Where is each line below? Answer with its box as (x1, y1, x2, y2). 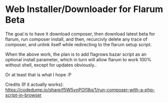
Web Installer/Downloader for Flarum (5, 4, 163, 15)
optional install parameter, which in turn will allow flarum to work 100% (5, 56, 152, 62)
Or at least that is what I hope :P (5, 71, 71, 77)
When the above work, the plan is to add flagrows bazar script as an (5, 51, 147, 57)
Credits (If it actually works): (5, 81, 64, 87)
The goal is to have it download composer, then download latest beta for (5, 31, 155, 37)
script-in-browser (5, 92, 42, 98)
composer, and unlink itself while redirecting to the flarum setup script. (5, 41, 152, 47)
